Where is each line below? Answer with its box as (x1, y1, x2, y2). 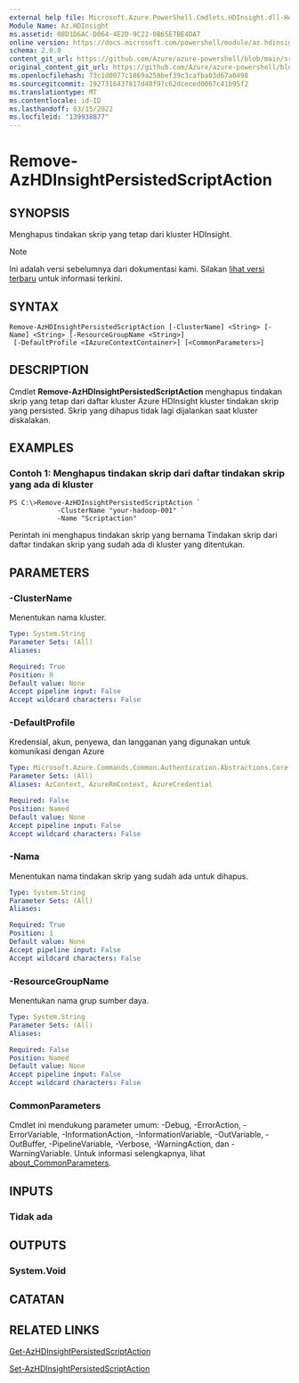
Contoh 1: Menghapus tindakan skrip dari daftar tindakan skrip (9, 468, 286, 480)
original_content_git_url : (9, 63, 109, 72)
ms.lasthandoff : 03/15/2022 (9, 104, 114, 113)
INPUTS (9, 1183, 53, 1198)
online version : (9, 37, 69, 47)
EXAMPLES (9, 441, 74, 456)
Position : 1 (9, 929, 53, 938)
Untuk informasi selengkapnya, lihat (74, 1148, 206, 1159)
